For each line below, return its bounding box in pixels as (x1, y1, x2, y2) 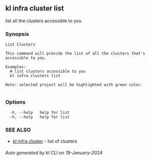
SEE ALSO (5, 126, 31, 133)
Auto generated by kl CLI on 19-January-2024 (5, 150, 103, 156)
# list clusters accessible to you (10, 69, 86, 74)
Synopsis (5, 30, 29, 37)
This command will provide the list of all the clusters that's (5, 51, 145, 56)
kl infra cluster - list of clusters (12, 138, 78, 144)
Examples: (5, 64, 27, 70)
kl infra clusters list (10, 74, 60, 79)
